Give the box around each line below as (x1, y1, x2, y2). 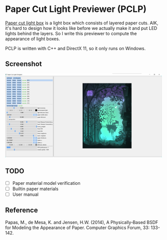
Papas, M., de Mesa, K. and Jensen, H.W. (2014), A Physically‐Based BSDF (5, 219, 159, 225)
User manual (12, 191, 39, 197)
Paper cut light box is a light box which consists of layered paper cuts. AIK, (5, 20, 159, 26)
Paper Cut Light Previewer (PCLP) (5, 3, 147, 15)
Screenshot (5, 60, 42, 68)
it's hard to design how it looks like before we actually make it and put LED (5, 25, 158, 31)
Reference (5, 206, 38, 215)
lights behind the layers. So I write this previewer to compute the (5, 30, 137, 36)
